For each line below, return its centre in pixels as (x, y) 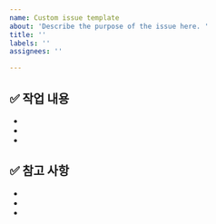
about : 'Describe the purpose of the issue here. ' (109, 26)
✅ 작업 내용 (39, 98)
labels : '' (30, 43)
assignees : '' (36, 52)
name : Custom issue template (64, 18)
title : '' (28, 34)
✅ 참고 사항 (39, 171)
